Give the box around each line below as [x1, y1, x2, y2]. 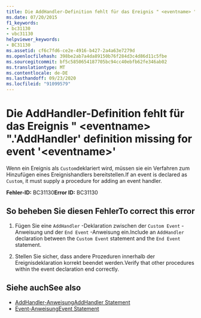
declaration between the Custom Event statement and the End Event [14, 234, 181, 242]
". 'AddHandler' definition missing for [6, 132, 193, 146]
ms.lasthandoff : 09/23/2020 [6, 75, 77, 81]
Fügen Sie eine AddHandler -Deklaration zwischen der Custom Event [14, 222, 181, 229]
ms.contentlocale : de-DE [6, 70, 68, 76]
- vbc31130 [6, 31, 33, 37]
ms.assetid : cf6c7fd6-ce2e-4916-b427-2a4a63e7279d [6, 48, 135, 54]
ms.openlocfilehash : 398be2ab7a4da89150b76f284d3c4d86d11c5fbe [6, 53, 167, 59]
